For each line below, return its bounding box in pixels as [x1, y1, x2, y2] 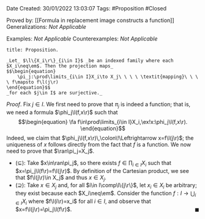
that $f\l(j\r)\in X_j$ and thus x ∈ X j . [15, 174, 107, 182]
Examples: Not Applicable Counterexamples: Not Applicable [6, 35, 158, 42]
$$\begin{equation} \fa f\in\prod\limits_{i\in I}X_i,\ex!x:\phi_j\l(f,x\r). [18, 118, 188, 125]
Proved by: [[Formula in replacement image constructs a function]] [6, 17, 174, 24]
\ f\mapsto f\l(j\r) [6, 79, 59, 85]
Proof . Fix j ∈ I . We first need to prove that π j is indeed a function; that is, [6, 101, 191, 109]
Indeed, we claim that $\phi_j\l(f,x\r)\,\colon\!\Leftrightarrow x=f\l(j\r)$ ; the [6, 134, 194, 142]
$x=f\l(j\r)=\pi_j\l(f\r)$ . [15, 206, 72, 213]
